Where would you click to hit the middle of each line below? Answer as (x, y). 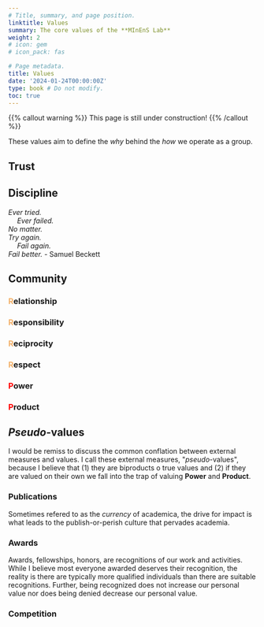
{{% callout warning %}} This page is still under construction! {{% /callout (128, 118)
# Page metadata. (37, 67)
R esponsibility (36, 322)
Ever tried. (25, 212)
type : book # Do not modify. (56, 88)
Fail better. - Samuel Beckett (54, 254)
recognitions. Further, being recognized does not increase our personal (124, 584)
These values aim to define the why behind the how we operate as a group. (130, 142)
